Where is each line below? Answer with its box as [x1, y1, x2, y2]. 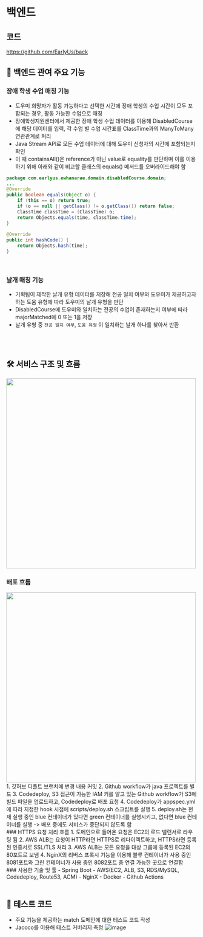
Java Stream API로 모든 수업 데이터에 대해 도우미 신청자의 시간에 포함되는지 [15, 140, 196, 147]
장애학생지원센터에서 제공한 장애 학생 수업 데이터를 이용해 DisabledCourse [15, 117, 193, 125]
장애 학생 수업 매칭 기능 [6, 87, 70, 95]
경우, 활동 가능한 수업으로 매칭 [31, 109, 103, 117]
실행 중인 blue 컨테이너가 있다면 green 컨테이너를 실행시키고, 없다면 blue [12, 813, 186, 821]
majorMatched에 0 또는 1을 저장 [15, 314, 93, 321]
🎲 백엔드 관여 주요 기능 [6, 67, 85, 78]
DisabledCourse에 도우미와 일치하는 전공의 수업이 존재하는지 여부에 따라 [15, 306, 188, 313]
